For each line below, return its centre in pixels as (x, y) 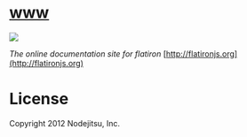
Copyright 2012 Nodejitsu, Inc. (65, 123)
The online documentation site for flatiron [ (88, 53)
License (39, 99)
